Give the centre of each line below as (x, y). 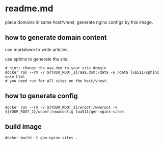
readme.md (29, 9)
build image (23, 127)
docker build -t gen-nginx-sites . (41, 138)
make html (15, 77)
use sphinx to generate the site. (37, 59)
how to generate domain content (56, 38)
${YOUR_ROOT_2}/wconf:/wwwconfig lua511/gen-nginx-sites (65, 112)
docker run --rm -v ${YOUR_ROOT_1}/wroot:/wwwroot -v (61, 107)
